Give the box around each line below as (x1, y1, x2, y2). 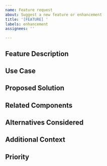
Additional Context (5, 135, 65, 144)
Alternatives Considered (5, 118, 84, 127)
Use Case (5, 66, 36, 75)
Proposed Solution (5, 84, 64, 93)
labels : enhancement (5, 21, 49, 27)
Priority (5, 152, 29, 161)
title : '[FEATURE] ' (5, 17, 49, 22)
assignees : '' (5, 26, 35, 31)
